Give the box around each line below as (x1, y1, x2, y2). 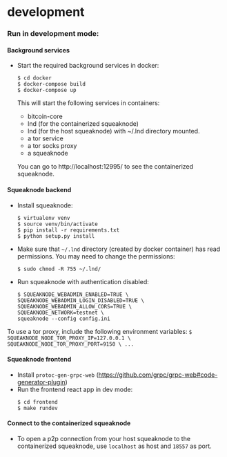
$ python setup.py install (17, 232, 95, 239)
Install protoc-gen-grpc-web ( (17, 371, 99, 379)
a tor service (27, 134, 63, 142)
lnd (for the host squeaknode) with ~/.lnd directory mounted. (27, 127, 200, 136)
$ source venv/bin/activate (17, 221, 98, 227)
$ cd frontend (17, 398, 58, 405)
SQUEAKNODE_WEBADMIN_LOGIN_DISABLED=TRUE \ (17, 297, 145, 304)
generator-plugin (17, 377, 66, 386)
